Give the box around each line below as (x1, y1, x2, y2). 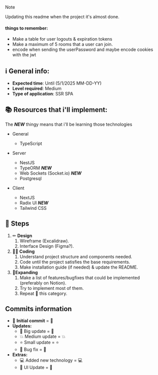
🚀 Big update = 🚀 (19, 328, 54, 334)
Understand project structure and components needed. (19, 253, 132, 259)
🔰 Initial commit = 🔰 (12, 318, 53, 324)
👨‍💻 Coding (12, 248, 35, 254)
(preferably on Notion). (19, 280, 67, 286)
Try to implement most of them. (19, 285, 84, 291)
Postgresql (19, 175, 42, 181)
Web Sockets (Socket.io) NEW (19, 170, 82, 176)
